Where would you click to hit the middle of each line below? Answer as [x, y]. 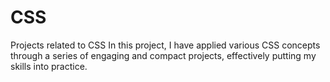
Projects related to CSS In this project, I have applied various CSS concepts [165, 45]
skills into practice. [49, 66]
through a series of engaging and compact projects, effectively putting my [163, 55]
